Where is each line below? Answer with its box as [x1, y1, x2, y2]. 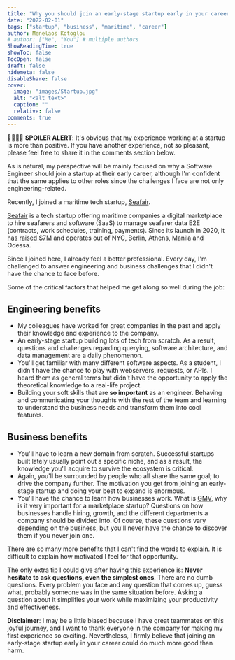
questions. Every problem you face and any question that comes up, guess [7, 581, 223, 589]
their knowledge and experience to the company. [17, 329, 159, 338]
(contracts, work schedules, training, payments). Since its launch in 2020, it [7, 226, 225, 234]
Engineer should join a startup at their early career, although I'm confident [7, 169, 220, 178]
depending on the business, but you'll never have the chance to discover [17, 524, 227, 532]
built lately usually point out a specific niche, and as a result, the [17, 457, 203, 466]
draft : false [7, 62, 45, 69]
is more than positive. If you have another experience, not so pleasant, [7, 141, 211, 149]
